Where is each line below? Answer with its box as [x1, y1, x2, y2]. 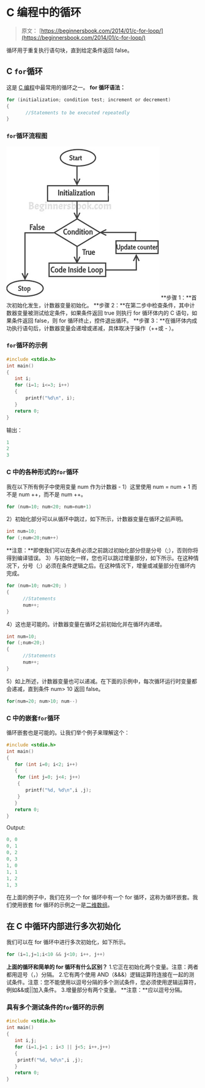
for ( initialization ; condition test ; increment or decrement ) [6, 96, 171, 103]
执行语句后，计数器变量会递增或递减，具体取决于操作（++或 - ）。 [11, 324, 177, 331]
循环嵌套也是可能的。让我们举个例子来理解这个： [6, 728, 130, 736]
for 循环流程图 [6, 132, 48, 140]
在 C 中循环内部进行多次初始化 [6, 921, 121, 931]
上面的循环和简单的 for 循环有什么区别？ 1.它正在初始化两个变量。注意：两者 [6, 963, 199, 971]
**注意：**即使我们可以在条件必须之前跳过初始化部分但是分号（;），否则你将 [6, 546, 199, 554]
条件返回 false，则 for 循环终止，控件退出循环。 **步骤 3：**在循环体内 [11, 317, 192, 324]
